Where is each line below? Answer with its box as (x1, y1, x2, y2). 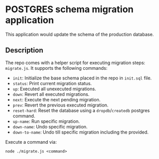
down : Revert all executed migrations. (12, 91, 90, 97)
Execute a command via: (5, 139, 57, 145)
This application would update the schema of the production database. (5, 31, 154, 37)
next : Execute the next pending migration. (12, 96, 101, 102)
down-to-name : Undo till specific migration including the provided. (12, 129, 149, 135)
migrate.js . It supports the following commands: (5, 65, 108, 71)
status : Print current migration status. (12, 80, 92, 86)
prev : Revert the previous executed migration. (12, 102, 109, 108)
